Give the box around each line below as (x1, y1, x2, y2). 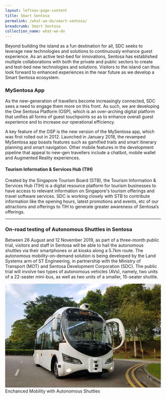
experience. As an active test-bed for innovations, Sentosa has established (5, 53, 158, 59)
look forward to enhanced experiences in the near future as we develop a (5, 69, 155, 75)
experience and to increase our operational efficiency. (5, 119, 115, 125)
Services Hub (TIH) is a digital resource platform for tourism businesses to (5, 182, 157, 188)
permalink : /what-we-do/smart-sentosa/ (5, 18, 87, 23)
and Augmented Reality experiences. (5, 155, 81, 161)
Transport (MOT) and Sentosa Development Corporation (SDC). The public (5, 263, 157, 269)
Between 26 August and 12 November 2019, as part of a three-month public (5, 237, 160, 243)
